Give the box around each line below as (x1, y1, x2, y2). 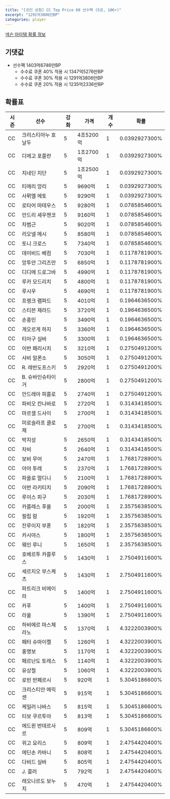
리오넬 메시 (22, 231, 47, 237)
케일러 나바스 (22, 703, 52, 710)
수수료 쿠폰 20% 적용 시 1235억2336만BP (20, 81, 104, 87)
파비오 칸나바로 (22, 400, 56, 407)
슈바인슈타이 (27, 374, 56, 380)
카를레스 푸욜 (22, 503, 52, 510)
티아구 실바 (22, 335, 47, 342)
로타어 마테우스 (22, 202, 56, 209)
